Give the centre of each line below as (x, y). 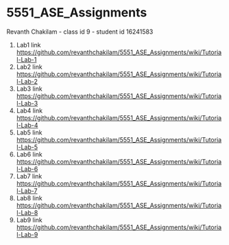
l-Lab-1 (26, 59)
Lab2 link (29, 67)
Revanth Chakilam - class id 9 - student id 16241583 (80, 32)
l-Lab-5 (27, 147)
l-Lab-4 (27, 125)
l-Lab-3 (27, 103)
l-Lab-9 (27, 234)
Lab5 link (29, 132)
